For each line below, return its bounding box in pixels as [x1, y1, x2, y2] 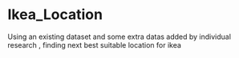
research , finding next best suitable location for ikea [7, 40, 182, 49]
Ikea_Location [7, 6, 103, 24]
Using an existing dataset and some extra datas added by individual [7, 32, 232, 41]
